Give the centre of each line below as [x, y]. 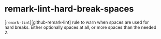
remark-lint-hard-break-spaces [69, 9]
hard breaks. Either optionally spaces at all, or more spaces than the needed [80, 27]
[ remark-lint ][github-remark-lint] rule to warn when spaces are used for [77, 22]
